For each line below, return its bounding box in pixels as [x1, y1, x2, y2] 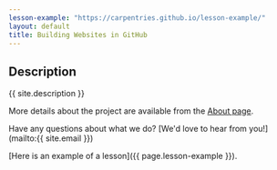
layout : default [8, 22, 70, 31]
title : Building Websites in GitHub [8, 30, 148, 39]
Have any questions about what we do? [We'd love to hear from [8, 124, 248, 135]
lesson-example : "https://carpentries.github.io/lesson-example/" [8, 13, 266, 23]
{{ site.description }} [8, 88, 86, 99]
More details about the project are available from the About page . [8, 105, 254, 116]
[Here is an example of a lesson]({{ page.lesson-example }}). [8, 151, 238, 162]
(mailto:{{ [8, 133, 45, 144]
